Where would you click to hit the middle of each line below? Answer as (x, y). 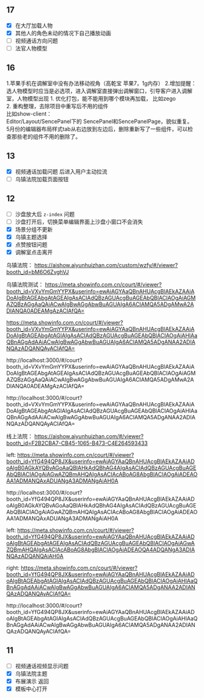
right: (13, 568)
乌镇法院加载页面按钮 (42, 179)
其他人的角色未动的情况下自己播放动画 (63, 33)
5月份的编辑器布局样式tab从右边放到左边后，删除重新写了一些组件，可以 (97, 129)
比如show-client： (29, 113)
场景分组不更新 (34, 229)
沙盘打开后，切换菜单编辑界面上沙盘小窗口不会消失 (79, 222)
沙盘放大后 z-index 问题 (45, 214)
